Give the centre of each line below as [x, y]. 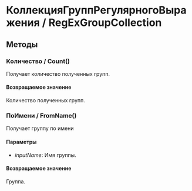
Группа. [16, 181]
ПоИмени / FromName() [41, 115]
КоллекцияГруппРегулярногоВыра [96, 10]
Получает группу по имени [40, 128]
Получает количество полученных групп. [58, 73]
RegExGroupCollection [105, 23]
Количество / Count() [38, 61]
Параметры [21, 142]
